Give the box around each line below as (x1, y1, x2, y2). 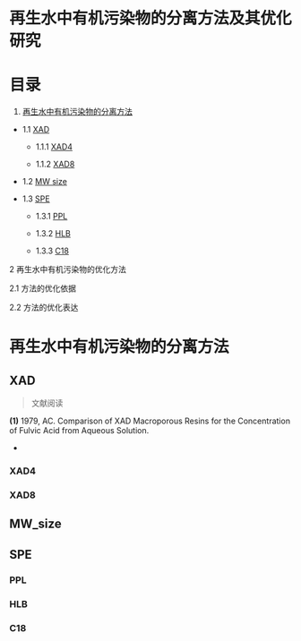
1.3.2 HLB (35, 228, 72, 239)
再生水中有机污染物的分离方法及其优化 (9, 8, 293, 29)
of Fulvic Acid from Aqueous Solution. (9, 425, 150, 436)
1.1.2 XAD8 (35, 158, 75, 170)
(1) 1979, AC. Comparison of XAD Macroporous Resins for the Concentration (9, 415, 291, 426)
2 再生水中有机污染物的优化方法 (9, 264, 127, 275)
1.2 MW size (21, 176, 67, 187)
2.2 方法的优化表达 (9, 302, 79, 313)
